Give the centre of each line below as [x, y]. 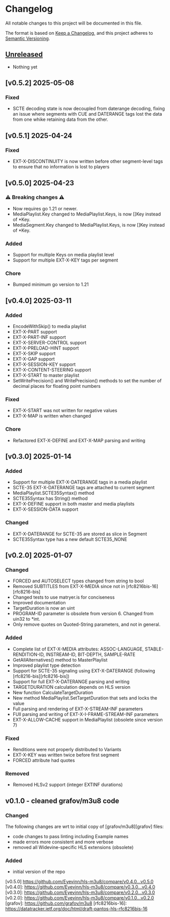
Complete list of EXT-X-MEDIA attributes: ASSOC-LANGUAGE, [78, 649]
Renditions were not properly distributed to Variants [67, 749]
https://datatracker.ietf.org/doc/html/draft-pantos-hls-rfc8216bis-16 [77, 909]
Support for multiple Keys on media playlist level [63, 255]
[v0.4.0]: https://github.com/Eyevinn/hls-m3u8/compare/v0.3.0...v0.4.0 [80, 887]
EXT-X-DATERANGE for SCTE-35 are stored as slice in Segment [80, 534]
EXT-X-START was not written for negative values [65, 410]
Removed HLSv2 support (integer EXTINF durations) [68, 785]
